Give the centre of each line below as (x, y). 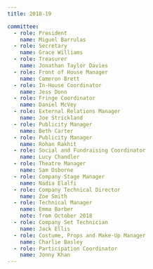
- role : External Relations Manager (67, 112)
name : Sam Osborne (47, 170)
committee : (23, 26)
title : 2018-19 (29, 14)
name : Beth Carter (47, 131)
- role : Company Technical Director (67, 190)
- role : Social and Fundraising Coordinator (80, 151)
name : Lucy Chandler (50, 157)
